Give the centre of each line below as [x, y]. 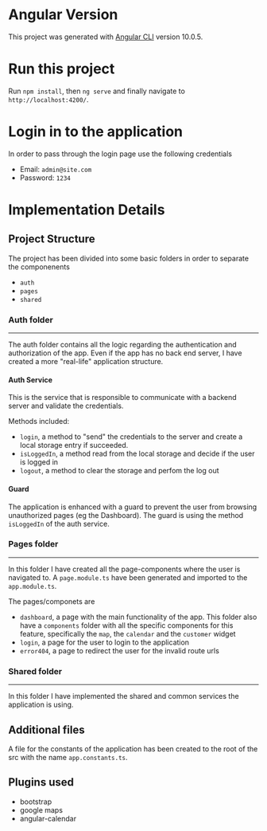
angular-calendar [48, 818]
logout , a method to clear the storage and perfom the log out [119, 471]
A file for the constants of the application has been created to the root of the [133, 749]
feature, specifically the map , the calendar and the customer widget [128, 633]
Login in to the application [96, 132]
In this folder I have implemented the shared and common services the [124, 696]
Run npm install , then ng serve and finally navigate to [97, 91]
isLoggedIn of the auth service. [59, 523]
